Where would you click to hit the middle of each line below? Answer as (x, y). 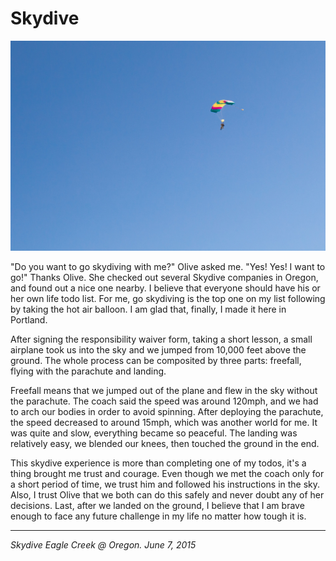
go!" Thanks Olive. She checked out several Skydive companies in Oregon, (164, 278)
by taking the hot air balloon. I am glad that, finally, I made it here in (148, 309)
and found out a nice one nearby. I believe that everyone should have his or (165, 288)
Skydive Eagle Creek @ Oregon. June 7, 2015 (103, 545)
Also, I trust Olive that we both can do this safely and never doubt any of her (167, 495)
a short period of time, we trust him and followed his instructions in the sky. (165, 484)
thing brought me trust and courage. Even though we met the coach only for (167, 474)
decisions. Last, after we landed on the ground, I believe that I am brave (157, 506)
